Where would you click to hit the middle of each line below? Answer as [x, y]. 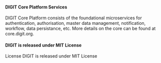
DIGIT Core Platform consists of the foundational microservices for [74, 18]
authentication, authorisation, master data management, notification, [76, 23]
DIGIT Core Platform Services [36, 7]
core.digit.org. [20, 34]
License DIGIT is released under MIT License [51, 56]
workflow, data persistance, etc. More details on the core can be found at [80, 29]
